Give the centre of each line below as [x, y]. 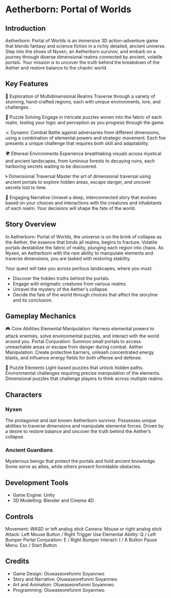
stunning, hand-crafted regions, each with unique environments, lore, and [83, 101]
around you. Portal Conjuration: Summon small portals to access [73, 341]
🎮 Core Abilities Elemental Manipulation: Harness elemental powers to [80, 329]
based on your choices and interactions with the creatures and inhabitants [84, 203]
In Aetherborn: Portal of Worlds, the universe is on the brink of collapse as [84, 237]
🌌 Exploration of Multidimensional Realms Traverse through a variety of [80, 96]
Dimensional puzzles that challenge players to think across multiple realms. [84, 379]
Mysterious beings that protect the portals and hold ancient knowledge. [81, 461]
